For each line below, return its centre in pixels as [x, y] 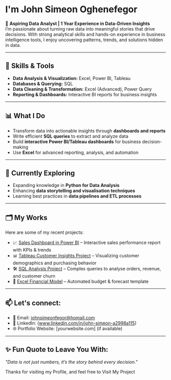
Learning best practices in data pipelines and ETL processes [77, 196]
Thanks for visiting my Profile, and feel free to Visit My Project [70, 372]
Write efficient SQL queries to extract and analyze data [70, 136]
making [20, 147]
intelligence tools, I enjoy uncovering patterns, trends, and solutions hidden [84, 40]
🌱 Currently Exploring [40, 173]
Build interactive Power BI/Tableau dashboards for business [77, 142]
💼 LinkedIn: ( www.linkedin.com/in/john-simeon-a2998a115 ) [74, 323]
